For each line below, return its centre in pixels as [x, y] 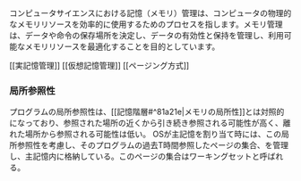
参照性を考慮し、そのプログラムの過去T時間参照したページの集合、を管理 [153, 145]
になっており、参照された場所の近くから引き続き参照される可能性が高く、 [146, 123]
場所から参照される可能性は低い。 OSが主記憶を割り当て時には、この [153, 134]
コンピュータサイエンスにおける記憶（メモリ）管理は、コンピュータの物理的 [150, 13]
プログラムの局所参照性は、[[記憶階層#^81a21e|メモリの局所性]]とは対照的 [147, 112]
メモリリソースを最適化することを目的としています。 [122, 46]
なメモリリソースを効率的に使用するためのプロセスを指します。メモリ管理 [146, 24]
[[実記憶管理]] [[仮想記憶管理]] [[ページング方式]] [99, 66]
